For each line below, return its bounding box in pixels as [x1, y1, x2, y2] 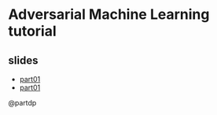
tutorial [8, 22, 57, 40]
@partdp [8, 98, 37, 107]
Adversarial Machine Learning [8, 6, 210, 24]
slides [8, 54, 39, 67]
